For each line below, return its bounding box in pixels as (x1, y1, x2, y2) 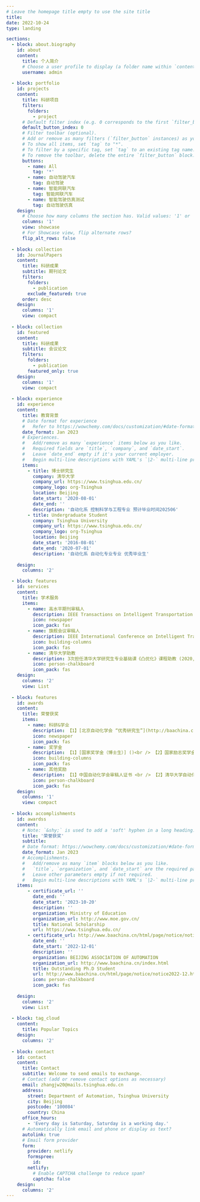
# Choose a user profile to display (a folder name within (21, 64, 171, 70)
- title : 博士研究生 (27, 468, 74, 474)
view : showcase (21, 224, 60, 230)
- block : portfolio (11, 80, 60, 86)
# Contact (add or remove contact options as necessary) (21, 1076, 167, 1082)
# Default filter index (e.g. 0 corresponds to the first (21, 119, 169, 125)
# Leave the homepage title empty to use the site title (6, 8, 151, 15)
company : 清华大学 (32, 473, 75, 479)
